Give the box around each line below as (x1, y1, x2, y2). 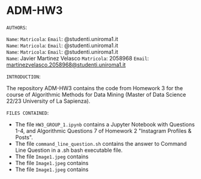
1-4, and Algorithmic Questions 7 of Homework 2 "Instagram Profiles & (15, 127, 192, 134)
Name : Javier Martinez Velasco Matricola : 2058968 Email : (6, 54, 149, 62)
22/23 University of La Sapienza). (6, 97, 90, 105)
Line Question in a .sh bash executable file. (15, 146, 123, 154)
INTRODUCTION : (6, 73, 41, 80)
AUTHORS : (6, 24, 27, 31)
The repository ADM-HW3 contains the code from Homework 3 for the (6, 84, 183, 91)
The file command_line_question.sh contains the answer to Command (15, 140, 187, 147)
